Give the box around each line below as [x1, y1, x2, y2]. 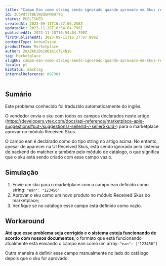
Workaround [5, 216, 45, 225]
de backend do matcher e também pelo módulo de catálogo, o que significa [5, 149, 160, 155]
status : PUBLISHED [5, 16, 43, 21]
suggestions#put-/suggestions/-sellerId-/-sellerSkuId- [5, 123, 117, 129]
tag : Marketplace [5, 53, 41, 58]
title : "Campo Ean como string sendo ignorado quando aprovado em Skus [5, 7, 156, 12]
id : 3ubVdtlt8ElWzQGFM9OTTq [5, 12, 63, 17]
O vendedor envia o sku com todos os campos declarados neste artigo [5, 112, 150, 119]
